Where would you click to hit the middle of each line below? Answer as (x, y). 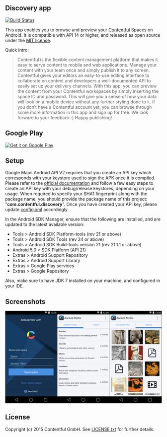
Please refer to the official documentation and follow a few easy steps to (79, 183)
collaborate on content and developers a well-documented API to (84, 80)
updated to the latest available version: (45, 224)
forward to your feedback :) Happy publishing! (65, 117)
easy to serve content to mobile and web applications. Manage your (87, 65)
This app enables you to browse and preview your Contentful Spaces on (79, 30)
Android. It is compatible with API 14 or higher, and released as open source (83, 35)
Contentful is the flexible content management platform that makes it (87, 60)
